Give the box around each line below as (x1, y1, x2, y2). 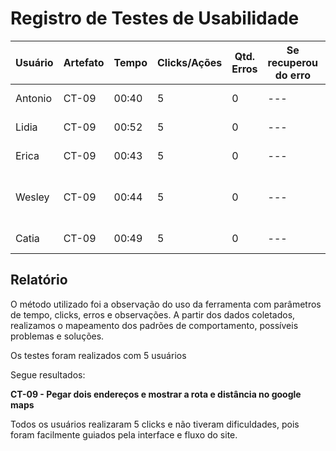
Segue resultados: (10, 368, 86, 381)
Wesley (15, 190, 50, 204)
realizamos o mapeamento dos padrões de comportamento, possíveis (10, 319, 299, 331)
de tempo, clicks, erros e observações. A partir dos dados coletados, (10, 308, 296, 321)
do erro (274, 68, 311, 82)
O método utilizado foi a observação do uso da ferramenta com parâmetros (10, 298, 322, 310)
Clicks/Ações (157, 55, 223, 69)
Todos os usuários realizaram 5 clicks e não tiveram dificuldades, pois (10, 418, 300, 430)
